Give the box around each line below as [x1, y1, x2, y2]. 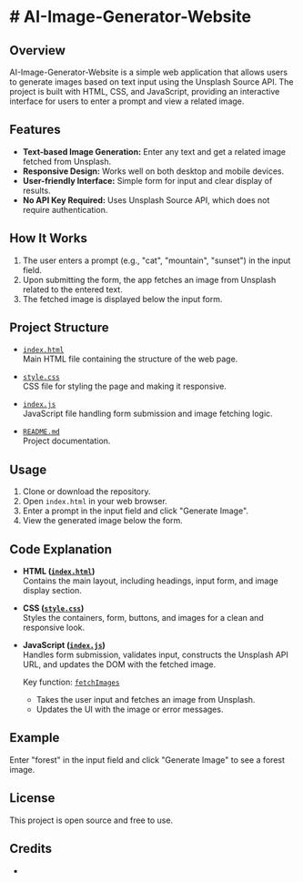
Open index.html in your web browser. [22, 496, 168, 507]
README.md [22, 428, 61, 437]
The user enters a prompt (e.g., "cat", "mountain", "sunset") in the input [22, 255, 291, 266]
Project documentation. [22, 435, 111, 447]
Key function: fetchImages [22, 676, 120, 688]
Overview [9, 43, 66, 58]
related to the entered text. [22, 284, 123, 295]
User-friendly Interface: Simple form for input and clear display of [22, 175, 273, 186]
